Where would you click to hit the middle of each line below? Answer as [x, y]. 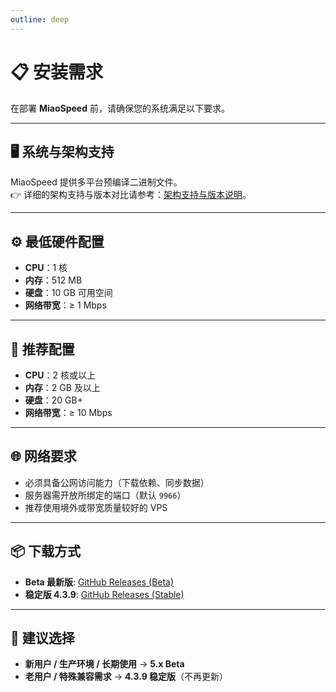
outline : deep [40, 19]
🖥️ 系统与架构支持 [62, 151]
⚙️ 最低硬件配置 [57, 241]
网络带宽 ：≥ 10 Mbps [68, 412]
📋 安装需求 [57, 72]
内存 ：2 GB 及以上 [62, 387]
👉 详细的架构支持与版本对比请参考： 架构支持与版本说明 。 [131, 195]
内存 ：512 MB [53, 280]
